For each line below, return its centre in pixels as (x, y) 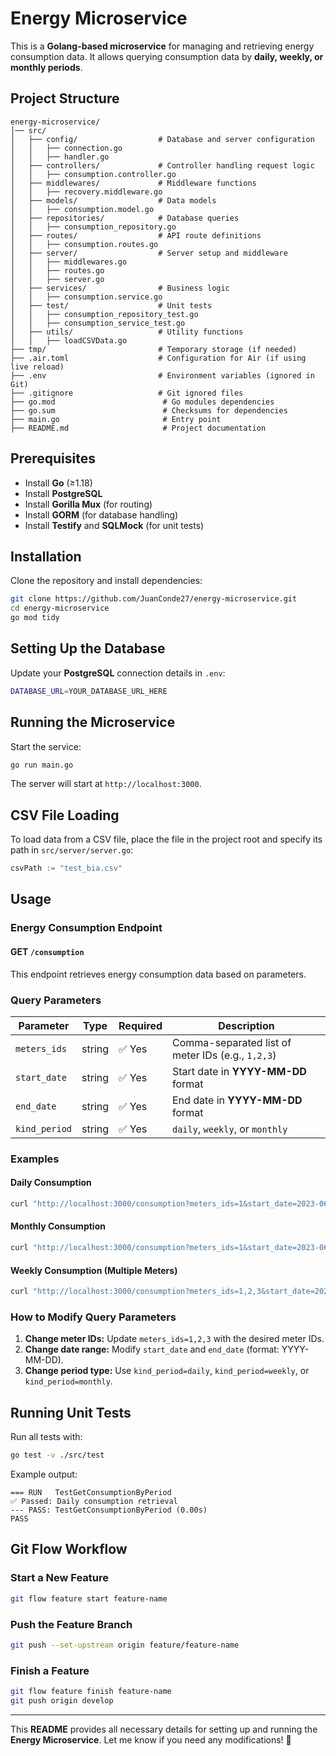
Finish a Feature (50, 1670)
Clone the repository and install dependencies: (106, 581)
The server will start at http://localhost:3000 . (106, 784)
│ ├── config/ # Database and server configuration (162, 139)
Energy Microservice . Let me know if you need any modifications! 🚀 (151, 1739)
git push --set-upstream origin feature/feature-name (125, 1645)
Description (246, 1025)
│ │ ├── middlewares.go (69, 262)
